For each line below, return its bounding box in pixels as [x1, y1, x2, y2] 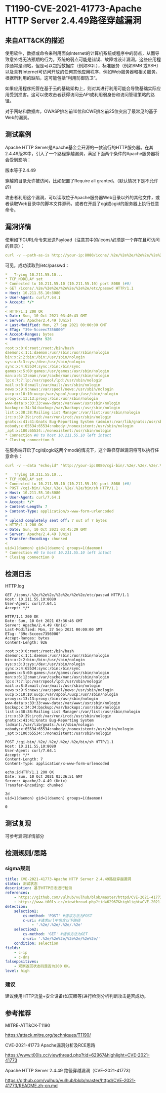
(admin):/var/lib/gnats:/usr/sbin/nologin [5, 722, 94, 727]
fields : [5, 945, 21, 950]
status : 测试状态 [5, 881, 38, 886]
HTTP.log [5, 583, 25, 589]
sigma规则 [5, 865, 31, 872]
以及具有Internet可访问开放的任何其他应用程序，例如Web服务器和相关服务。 [5, 69, 160, 75]
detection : [5, 904, 28, 909]
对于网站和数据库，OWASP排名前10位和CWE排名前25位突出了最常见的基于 [5, 108, 158, 114]
